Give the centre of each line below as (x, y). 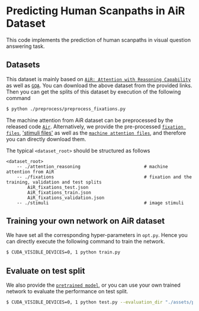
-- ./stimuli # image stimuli (100, 203)
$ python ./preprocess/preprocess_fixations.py (66, 109)
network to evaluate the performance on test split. (67, 291)
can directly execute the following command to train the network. (86, 242)
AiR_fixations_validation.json (66, 198)
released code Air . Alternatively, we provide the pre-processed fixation (95, 126)
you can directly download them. (46, 139)
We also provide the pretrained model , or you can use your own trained (93, 285)
